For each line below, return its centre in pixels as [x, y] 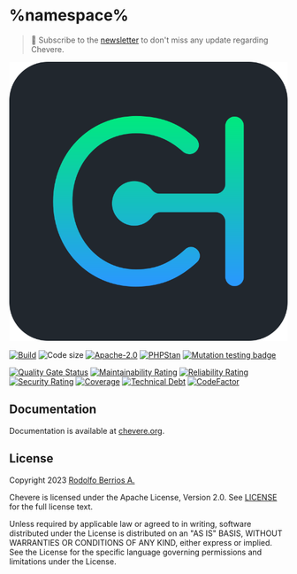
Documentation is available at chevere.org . [87, 430]
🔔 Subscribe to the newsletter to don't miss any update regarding [149, 40]
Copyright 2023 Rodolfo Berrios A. [72, 480]
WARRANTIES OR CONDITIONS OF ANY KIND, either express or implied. [141, 542]
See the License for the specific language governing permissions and [136, 552]
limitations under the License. [63, 561]
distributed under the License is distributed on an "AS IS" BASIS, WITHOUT [146, 533]
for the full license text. [51, 507]
